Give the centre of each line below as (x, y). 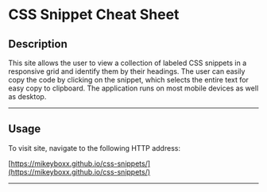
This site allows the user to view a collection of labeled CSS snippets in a (128, 63)
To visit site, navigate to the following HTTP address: (95, 148)
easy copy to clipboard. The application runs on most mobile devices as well (133, 88)
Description (38, 44)
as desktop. (27, 96)
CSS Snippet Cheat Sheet (94, 15)
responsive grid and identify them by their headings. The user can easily (127, 71)
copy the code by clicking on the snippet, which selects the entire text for (128, 80)
